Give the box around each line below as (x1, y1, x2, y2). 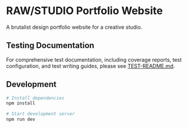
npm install (6, 100, 35, 106)
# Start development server (6, 111, 75, 117)
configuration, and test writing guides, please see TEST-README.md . (6, 62, 175, 69)
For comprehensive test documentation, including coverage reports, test (6, 56, 182, 63)
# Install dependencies (6, 95, 65, 101)
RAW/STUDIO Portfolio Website (6, 4, 163, 18)
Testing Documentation (6, 41, 94, 50)
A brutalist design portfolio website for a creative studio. (6, 23, 143, 31)
